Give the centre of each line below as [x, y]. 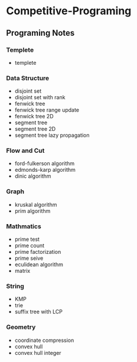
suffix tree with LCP [39, 312]
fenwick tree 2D [34, 117]
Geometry [21, 327]
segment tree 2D [35, 129]
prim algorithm [32, 211]
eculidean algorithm [39, 265]
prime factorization [38, 252]
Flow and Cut [25, 151]
